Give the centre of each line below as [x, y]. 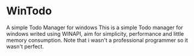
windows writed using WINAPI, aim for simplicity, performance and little [95, 33]
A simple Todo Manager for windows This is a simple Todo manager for [95, 27]
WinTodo [29, 11]
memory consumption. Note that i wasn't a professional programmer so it [97, 40]
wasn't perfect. [25, 46]
